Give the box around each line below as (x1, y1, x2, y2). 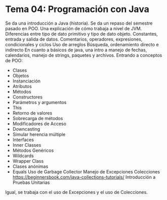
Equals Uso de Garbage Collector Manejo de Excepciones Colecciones (12, 168, 160, 174)
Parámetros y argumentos (12, 99, 67, 105)
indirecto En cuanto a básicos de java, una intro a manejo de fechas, (5, 47, 147, 53)
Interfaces (12, 137, 34, 143)
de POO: (5, 57, 23, 63)
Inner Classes (12, 142, 41, 148)
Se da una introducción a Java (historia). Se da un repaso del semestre (5, 20, 153, 26)
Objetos (12, 72, 29, 78)
